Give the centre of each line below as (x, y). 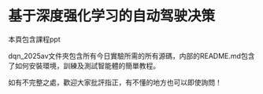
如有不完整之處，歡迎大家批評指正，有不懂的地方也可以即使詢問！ (115, 82)
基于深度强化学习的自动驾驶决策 (112, 16)
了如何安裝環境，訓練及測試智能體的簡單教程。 (84, 65)
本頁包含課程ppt (34, 39)
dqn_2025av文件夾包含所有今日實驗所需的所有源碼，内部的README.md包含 (131, 56)
